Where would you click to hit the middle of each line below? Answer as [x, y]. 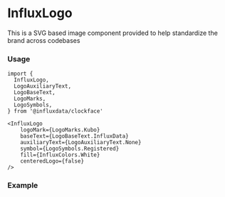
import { [20, 74]
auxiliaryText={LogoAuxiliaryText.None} [81, 143]
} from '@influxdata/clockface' [55, 111]
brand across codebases [44, 40]
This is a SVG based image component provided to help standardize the [113, 33]
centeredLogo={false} [52, 161]
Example [23, 186]
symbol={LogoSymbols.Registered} [70, 149]
